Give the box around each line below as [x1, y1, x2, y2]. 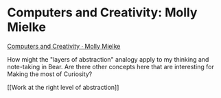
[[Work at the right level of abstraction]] [7, 83, 119, 91]
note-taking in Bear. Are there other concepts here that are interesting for [7, 62, 214, 71]
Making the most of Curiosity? [7, 70, 93, 78]
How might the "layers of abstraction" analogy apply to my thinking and [7, 55, 209, 63]
